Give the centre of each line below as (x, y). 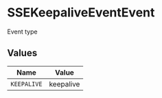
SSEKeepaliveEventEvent (81, 13)
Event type (22, 32)
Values (22, 53)
